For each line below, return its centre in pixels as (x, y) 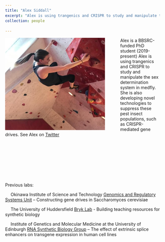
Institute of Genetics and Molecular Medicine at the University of (76, 224)
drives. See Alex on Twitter (32, 135)
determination (134, 82)
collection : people (25, 21)
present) (129, 56)
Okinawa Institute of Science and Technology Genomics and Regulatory (83, 195)
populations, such (138, 119)
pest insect (131, 114)
